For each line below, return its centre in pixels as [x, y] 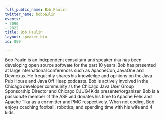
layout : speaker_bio [26, 37]
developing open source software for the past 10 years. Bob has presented [80, 65]
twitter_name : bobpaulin [30, 14]
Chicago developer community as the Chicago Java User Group [70, 86]
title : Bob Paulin [24, 32]
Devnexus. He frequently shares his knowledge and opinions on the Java [79, 75]
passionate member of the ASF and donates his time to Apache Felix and [79, 96]
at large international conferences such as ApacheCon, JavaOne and [75, 70]
